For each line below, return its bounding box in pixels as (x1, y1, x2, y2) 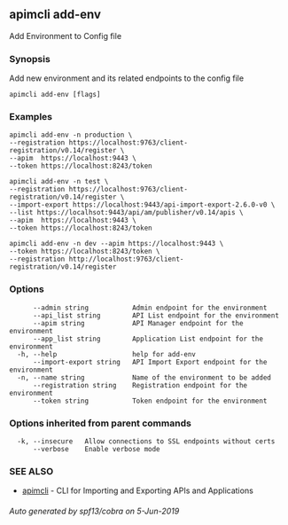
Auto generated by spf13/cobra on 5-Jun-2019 (9, 505, 180, 516)
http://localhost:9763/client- (68, 255, 184, 264)
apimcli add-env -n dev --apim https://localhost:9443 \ (9, 239, 224, 248)
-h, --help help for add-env (17, 349, 197, 358)
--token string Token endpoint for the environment (32, 396, 268, 405)
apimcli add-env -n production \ (9, 130, 133, 140)
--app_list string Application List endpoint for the (32, 334, 264, 343)
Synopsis (9, 52, 51, 65)
